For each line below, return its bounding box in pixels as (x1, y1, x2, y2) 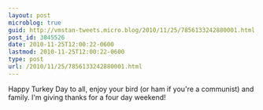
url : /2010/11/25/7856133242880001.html (8, 63, 143, 71)
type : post (8, 56, 44, 64)
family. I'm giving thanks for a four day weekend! (8, 92, 167, 102)
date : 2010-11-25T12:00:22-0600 (8, 41, 114, 49)
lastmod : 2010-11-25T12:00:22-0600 (8, 48, 125, 56)
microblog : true (8, 19, 61, 27)
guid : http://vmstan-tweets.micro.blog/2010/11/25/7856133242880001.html (8, 26, 256, 34)
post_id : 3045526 (8, 33, 65, 42)
